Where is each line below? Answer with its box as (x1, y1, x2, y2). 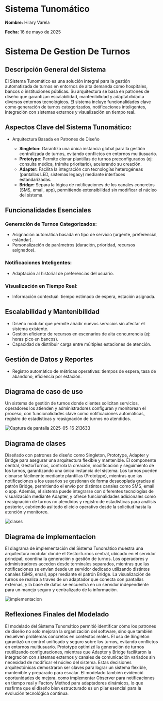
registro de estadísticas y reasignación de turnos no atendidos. (5, 416, 131, 421)
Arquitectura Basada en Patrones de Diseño (12, 136, 100, 142)
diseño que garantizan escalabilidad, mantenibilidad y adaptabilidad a (5, 93, 145, 99)
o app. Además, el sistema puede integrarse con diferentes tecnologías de (5, 489, 154, 494)
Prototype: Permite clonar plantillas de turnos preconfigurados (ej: (19, 156, 153, 161)
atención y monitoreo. (5, 509, 49, 515)
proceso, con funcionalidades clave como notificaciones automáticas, (5, 411, 145, 417)
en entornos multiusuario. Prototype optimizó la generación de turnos (5, 644, 144, 649)
